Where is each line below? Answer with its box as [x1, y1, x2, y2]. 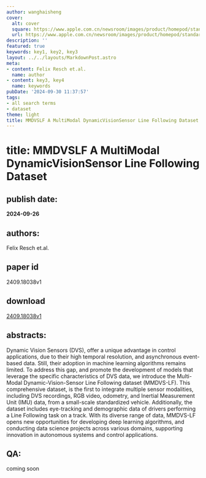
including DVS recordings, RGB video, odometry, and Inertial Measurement [6, 392, 195, 399]
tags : [6, 94, 20, 101]
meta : [6, 60, 20, 66]
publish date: [6, 194, 58, 204]
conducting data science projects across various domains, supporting [6, 424, 183, 432]
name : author [12, 72, 45, 78]
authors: [6, 228, 40, 238]
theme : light [6, 112, 40, 118]
